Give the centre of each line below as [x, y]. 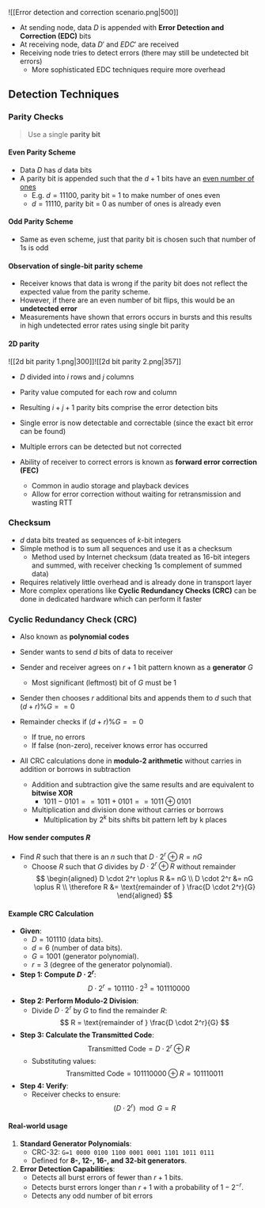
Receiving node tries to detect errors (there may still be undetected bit [134, 53]
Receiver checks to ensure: [76, 1094]
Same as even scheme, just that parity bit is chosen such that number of [138, 239]
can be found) [43, 431]
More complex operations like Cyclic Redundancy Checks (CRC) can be [138, 591]
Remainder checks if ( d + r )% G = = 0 [81, 722]
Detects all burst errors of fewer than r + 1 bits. [107, 1177]
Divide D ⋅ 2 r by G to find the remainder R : [99, 1009]
